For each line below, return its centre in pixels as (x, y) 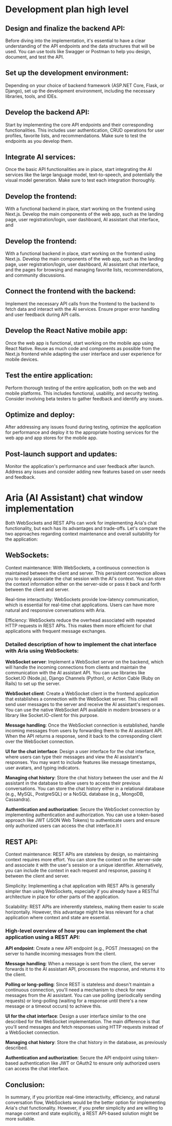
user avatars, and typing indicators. (43, 768)
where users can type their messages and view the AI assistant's (74, 757)
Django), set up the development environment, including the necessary (80, 91)
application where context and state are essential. (58, 917)
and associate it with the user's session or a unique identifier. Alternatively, (84, 865)
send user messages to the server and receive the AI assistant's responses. (85, 705)
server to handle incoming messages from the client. (61, 954)
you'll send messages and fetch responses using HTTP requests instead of (84, 1027)
